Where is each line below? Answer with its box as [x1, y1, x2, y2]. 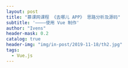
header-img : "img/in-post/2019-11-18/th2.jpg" [6, 42, 123, 48]
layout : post [6, 8, 38, 15]
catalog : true [6, 36, 41, 42]
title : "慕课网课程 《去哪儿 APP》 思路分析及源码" [6, 14, 121, 20]
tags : [6, 47, 19, 53]
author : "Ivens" [6, 25, 46, 31]
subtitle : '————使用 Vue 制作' [6, 20, 80, 25]
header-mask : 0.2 [6, 31, 49, 37]
